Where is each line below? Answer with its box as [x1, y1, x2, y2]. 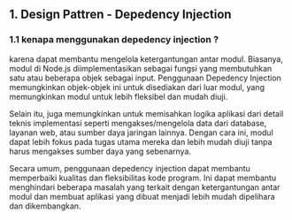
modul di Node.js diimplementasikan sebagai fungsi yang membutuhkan [9, 63, 273, 73]
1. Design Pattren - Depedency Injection [9, 7, 232, 22]
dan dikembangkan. [9, 201, 81, 211]
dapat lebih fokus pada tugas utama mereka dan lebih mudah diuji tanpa [9, 136, 273, 147]
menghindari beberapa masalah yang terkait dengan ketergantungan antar [9, 181, 280, 193]
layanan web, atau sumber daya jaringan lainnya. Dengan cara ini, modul [9, 127, 274, 138]
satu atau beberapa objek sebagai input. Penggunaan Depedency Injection [9, 72, 281, 83]
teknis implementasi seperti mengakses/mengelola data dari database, [9, 118, 267, 128]
